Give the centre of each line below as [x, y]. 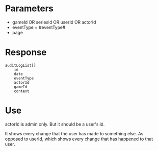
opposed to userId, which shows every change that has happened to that [79, 139]
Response [26, 52]
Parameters [29, 9]
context [22, 91]
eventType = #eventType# [39, 27]
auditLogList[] [21, 65]
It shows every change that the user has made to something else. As [74, 133]
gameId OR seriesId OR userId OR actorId [54, 22]
